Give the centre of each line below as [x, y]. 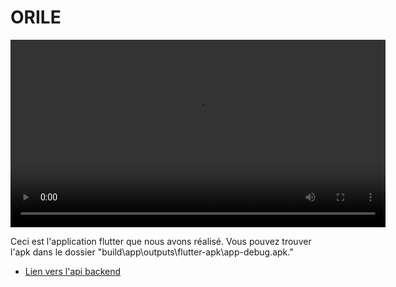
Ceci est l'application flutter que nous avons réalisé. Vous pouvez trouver [161, 241]
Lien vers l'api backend [73, 271]
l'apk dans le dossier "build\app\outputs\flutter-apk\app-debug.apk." [152, 252]
